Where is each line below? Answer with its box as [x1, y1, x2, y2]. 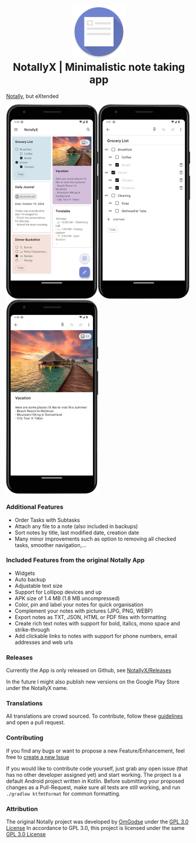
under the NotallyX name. [6, 685, 68, 692]
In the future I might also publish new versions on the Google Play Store [6, 678, 180, 685]
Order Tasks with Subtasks [14, 516, 81, 523]
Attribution [6, 805, 38, 813]
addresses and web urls [14, 639, 74, 646]
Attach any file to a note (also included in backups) [14, 522, 138, 530]
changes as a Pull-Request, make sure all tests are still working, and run [6, 783, 181, 790]
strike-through [14, 626, 50, 633]
